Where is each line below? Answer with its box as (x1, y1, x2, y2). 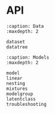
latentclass (6, 96, 36, 102)
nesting (6, 80, 26, 86)
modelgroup (6, 90, 33, 97)
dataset (6, 39, 26, 45)
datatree (6, 44, 28, 50)
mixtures (6, 86, 28, 92)
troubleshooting (6, 101, 47, 107)
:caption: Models (6, 54, 50, 60)
